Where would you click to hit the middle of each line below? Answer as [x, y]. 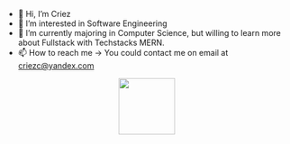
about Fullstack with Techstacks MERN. [91, 42]
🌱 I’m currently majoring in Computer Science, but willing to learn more [149, 33]
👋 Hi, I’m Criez [44, 14]
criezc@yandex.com [56, 66]
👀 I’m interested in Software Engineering [93, 23]
